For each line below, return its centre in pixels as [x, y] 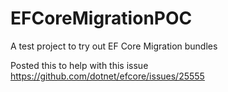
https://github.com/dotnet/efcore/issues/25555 [107, 76]
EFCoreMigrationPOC [101, 18]
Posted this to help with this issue [79, 65]
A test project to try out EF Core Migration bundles [114, 46]
